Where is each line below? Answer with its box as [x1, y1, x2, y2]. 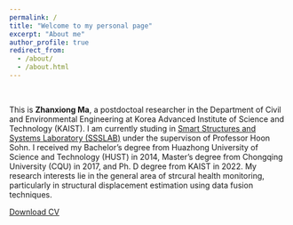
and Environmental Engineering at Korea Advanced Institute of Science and [9, 113, 285, 125]
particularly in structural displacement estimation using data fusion [9, 180, 254, 190]
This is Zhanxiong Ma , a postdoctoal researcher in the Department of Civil [9, 104, 281, 115]
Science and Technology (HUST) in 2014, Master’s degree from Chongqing [9, 151, 283, 162]
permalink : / [9, 12, 58, 22]
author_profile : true [9, 37, 90, 47]
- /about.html [17, 63, 69, 72]
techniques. [9, 189, 52, 200]
